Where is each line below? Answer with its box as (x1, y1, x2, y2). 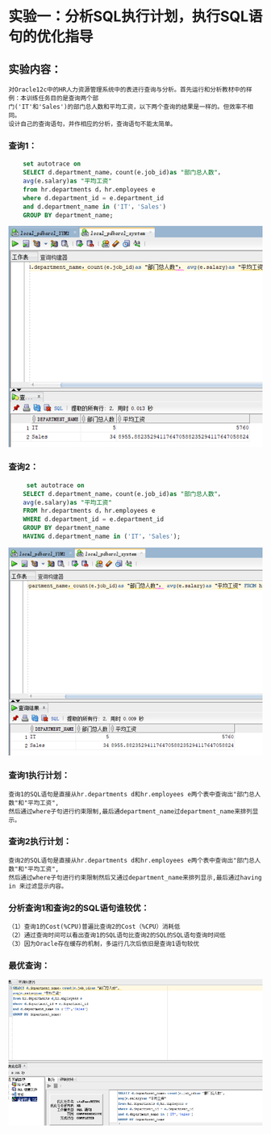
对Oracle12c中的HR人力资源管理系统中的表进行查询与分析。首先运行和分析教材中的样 (8, 86, 252, 94)
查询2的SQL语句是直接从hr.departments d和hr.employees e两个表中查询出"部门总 (8, 856, 256, 864)
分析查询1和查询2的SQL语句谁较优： (8, 902, 150, 913)
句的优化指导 (8, 27, 94, 46)
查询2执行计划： (8, 836, 72, 847)
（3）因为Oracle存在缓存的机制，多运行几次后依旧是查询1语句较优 (8, 940, 200, 948)
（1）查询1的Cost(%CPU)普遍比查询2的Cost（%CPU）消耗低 (8, 922, 181, 931)
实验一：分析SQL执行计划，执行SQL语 (8, 7, 263, 26)
